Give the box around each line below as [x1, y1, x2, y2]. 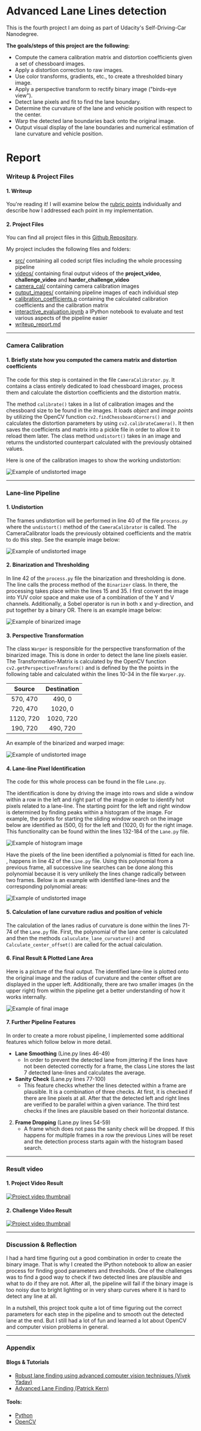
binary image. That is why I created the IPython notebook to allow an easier [6, 1260, 193, 1268]
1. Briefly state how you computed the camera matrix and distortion [6, 356, 177, 363]
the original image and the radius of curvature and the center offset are [6, 974, 181, 981]
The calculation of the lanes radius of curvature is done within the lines [6, 922, 181, 929]
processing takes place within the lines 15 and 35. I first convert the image [6, 587, 189, 594]
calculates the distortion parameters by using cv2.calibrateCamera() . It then [6, 419, 194, 427]
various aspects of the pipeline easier [14, 315, 108, 322]
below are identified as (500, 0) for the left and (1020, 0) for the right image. [6, 822, 193, 829]
